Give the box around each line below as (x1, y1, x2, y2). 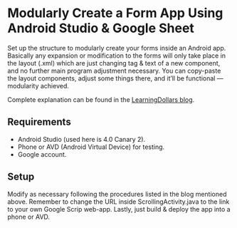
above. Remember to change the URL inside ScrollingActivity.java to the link (7, 197, 230, 206)
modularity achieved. (7, 81, 69, 90)
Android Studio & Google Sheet (7, 20, 194, 36)
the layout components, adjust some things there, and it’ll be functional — (7, 73, 223, 83)
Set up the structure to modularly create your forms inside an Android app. (7, 43, 226, 52)
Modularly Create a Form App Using (7, 5, 223, 21)
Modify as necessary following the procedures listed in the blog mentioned (7, 190, 227, 198)
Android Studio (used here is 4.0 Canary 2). (17, 135, 146, 143)
